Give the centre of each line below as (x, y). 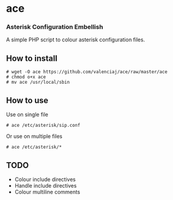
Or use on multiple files (34, 136)
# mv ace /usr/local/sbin (38, 82)
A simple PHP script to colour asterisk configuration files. (76, 40)
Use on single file (27, 114)
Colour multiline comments (48, 192)
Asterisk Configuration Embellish (55, 27)
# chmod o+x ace (26, 77)
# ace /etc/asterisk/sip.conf (43, 126)
